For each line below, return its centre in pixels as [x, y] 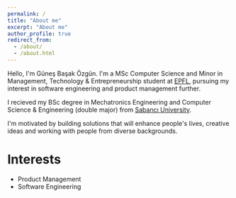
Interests [34, 159]
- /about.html [34, 54]
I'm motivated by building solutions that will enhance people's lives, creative [118, 123]
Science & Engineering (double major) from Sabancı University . [100, 110]
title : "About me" [34, 21]
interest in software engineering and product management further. [104, 88]
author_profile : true [39, 34]
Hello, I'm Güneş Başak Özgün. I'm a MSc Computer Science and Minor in [115, 73]
